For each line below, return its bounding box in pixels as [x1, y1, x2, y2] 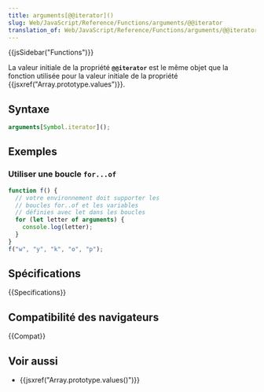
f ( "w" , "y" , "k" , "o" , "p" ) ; [8, 245, 104, 253]
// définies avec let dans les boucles [15, 209, 146, 216]
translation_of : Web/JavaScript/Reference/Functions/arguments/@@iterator [8, 26, 258, 34]
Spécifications [8, 267, 81, 280]
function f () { [8, 187, 58, 194]
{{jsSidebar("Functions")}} [8, 48, 94, 57]
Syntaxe [8, 102, 49, 116]
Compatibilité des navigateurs [8, 310, 159, 324]
